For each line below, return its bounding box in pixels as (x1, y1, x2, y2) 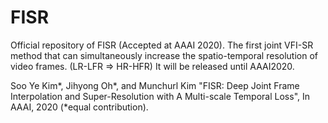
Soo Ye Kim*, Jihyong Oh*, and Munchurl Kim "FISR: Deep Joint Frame (10, 79, 300, 91)
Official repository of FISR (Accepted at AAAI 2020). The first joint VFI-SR (10, 39, 314, 51)
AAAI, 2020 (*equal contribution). (10, 101, 149, 113)
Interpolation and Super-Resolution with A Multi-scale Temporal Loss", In (10, 90, 311, 102)
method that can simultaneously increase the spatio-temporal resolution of (10, 49, 318, 61)
